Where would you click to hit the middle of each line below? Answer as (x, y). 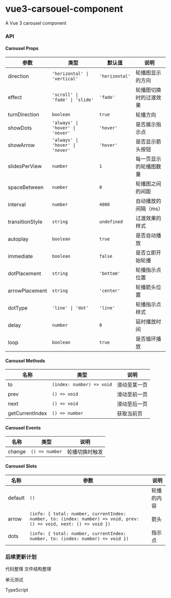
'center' (110, 291)
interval (17, 205)
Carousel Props (22, 49)
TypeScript (17, 590)
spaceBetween (26, 187)
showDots (20, 128)
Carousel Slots (21, 466)
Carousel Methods (25, 361)
